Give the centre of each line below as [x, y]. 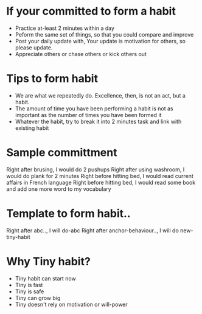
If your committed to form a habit [91, 11]
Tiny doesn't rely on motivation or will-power [71, 304]
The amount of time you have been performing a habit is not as [94, 109]
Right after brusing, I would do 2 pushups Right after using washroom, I [96, 169]
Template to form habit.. [68, 213]
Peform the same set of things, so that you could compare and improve [104, 34]
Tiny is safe [30, 291]
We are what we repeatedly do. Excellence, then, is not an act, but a [100, 95]
